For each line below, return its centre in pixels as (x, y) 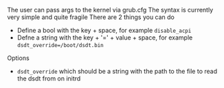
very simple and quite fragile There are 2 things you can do (91, 17)
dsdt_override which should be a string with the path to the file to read (117, 71)
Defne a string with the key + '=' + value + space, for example (105, 38)
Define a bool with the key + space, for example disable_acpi (104, 30)
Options (18, 58)
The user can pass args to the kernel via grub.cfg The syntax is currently (110, 10)
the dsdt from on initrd (49, 78)
